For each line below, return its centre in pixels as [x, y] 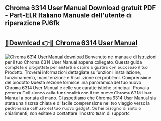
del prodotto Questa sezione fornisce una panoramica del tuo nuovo [73, 82]
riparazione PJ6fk [32, 23]
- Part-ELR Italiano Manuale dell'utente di [69, 16]
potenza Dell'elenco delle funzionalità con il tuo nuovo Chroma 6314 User [78, 93]
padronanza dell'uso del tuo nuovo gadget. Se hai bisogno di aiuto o [73, 108]
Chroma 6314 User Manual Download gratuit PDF [80, 8]
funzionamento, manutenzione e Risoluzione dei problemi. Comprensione [78, 77]
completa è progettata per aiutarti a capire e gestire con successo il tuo [76, 67]
